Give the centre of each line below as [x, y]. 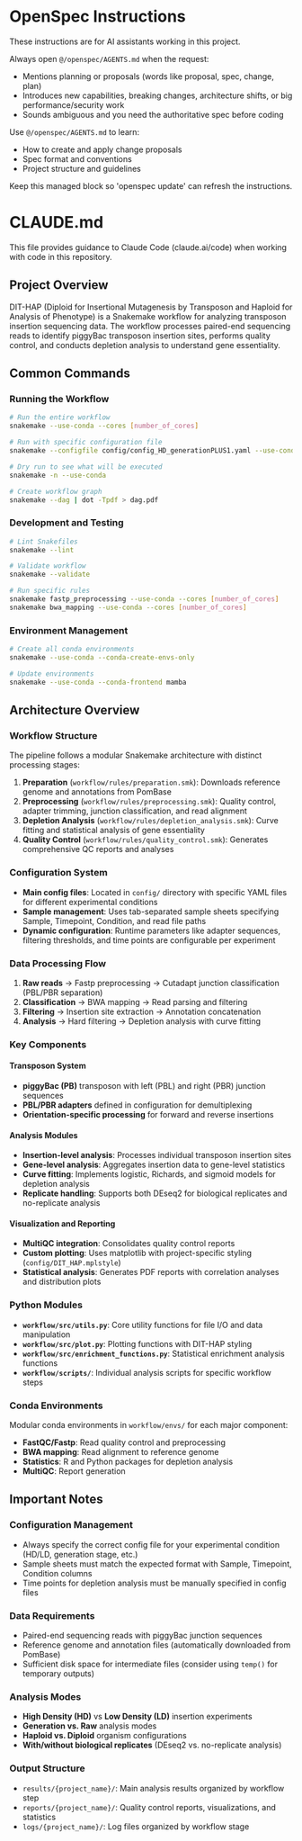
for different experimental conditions [90, 902]
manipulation [46, 1334]
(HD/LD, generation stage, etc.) [80, 1554]
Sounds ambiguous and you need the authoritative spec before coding [153, 114]
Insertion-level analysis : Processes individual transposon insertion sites [157, 1155]
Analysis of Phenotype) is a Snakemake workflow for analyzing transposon [148, 316]
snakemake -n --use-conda [58, 475]
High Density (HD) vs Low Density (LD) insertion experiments [138, 1717]
